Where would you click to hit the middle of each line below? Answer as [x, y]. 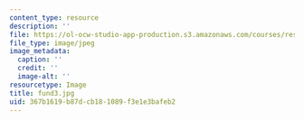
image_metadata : [40, 51]
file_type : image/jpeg [52, 43]
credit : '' [38, 69]
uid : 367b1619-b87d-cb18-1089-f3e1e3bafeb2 [93, 102]
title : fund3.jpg [42, 93]
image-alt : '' [44, 77]
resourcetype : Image [48, 85]
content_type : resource [54, 18]
